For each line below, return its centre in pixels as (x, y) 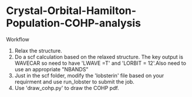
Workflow (18, 39)
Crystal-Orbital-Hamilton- (71, 11)
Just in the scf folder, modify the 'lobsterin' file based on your (89, 75)
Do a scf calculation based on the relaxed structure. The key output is (99, 57)
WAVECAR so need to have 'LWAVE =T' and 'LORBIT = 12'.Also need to (100, 63)
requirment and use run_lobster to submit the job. (75, 82)
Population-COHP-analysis (74, 23)
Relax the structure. (38, 50)
